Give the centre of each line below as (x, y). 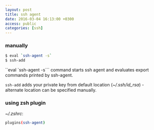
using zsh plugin (26, 103)
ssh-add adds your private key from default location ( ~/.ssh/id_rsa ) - (75, 85)
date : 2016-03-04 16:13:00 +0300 (40, 19)
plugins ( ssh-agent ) (25, 123)
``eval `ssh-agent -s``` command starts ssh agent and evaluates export (77, 70)
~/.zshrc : (14, 114)
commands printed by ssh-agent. (39, 75)
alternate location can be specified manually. (51, 90)
